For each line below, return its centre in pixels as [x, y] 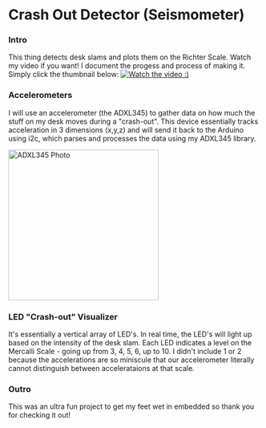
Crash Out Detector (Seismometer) [127, 15]
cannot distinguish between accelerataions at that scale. [101, 369]
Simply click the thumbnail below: [64, 75]
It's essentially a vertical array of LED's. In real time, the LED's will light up [130, 334]
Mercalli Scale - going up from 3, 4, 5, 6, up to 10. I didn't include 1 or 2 [125, 352]
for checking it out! [39, 415]
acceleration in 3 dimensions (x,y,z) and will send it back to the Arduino [126, 129]
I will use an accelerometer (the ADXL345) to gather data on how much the [132, 112]
